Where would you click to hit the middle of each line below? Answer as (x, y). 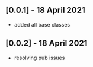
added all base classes (42, 24)
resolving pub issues (39, 58)
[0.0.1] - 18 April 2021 (45, 10)
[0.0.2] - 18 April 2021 (46, 44)
